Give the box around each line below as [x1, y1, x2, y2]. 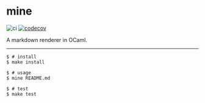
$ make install [6, 59, 45, 65]
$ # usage [6, 69, 32, 76]
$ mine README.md [6, 75, 51, 81]
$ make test [6, 91, 37, 97]
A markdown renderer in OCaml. [6, 36, 87, 43]
